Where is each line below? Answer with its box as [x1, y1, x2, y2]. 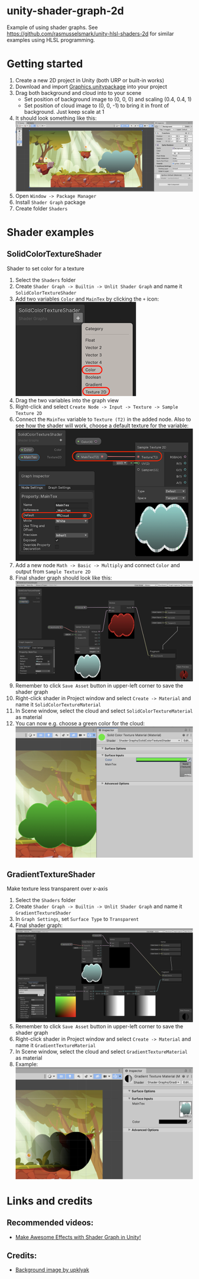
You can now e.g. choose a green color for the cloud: [15, 720, 145, 727]
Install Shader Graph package [15, 199, 86, 206]
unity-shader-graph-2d [6, 4, 125, 18]
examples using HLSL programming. [6, 36, 95, 43]
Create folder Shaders [15, 204, 68, 212]
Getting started [6, 57, 83, 71]
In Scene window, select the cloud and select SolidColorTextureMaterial [15, 707, 193, 715]
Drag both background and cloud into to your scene [15, 89, 142, 96]
